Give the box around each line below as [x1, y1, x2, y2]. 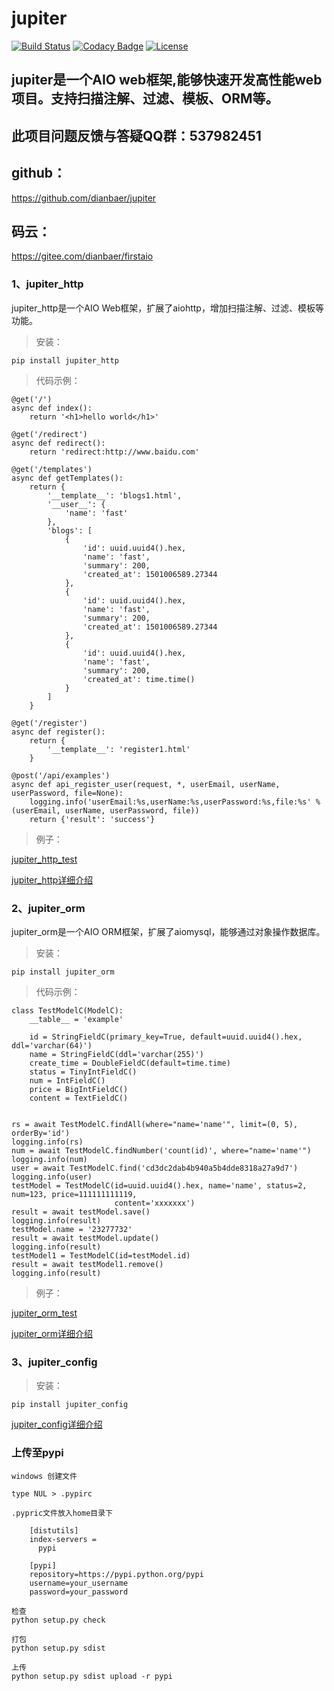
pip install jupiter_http [11, 355, 119, 366]
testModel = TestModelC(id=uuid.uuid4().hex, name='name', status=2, [11, 1180, 308, 1191]
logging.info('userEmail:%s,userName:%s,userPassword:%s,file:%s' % [29, 797, 321, 807]
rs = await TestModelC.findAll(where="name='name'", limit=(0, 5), [11, 1119, 299, 1129]
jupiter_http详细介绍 [11, 873, 94, 886]
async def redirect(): [11, 438, 106, 448]
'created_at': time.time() [82, 674, 196, 684]
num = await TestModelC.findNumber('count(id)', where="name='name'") [11, 1145, 312, 1156]
